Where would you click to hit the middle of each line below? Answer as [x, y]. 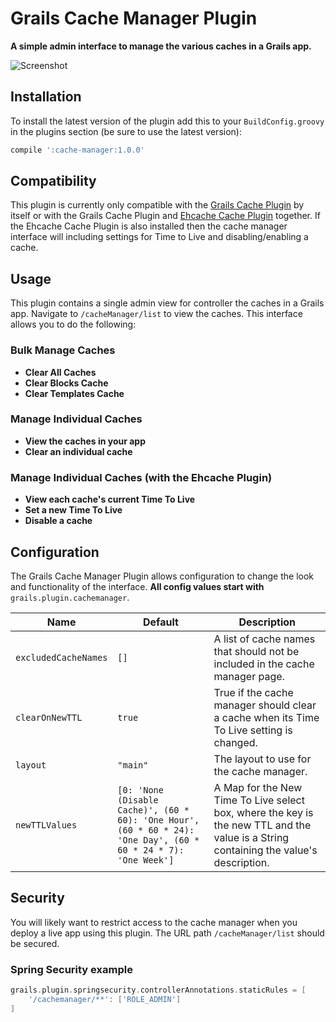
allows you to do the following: [73, 324]
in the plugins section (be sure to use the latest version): [126, 131]
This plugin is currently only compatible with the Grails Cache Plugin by [157, 205]
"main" [133, 765]
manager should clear [265, 705]
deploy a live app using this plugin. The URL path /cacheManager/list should [167, 933]
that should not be [256, 651]
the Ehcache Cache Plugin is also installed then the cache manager [149, 226]
